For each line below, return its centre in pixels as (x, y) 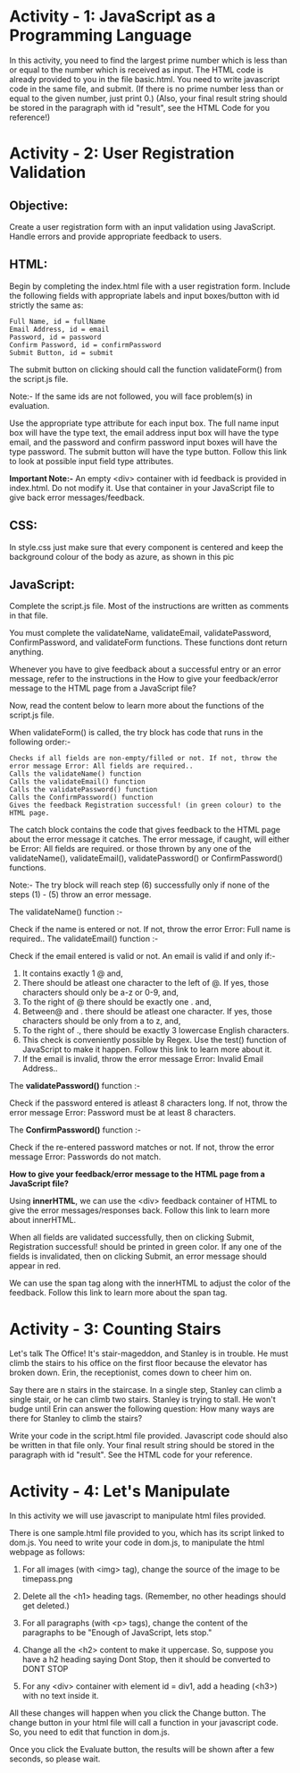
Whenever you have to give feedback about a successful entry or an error (145, 669)
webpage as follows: (47, 1552)
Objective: (39, 205)
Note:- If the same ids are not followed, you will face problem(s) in (131, 396)
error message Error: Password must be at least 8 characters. (123, 1113)
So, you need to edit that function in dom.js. (90, 1732)
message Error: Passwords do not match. (85, 1157)
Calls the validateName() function (75, 774)
